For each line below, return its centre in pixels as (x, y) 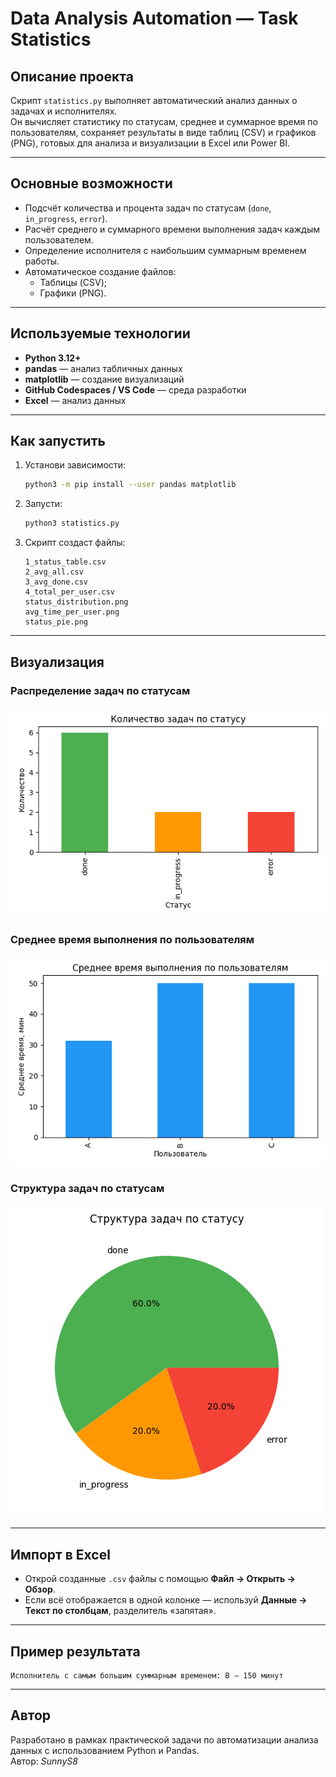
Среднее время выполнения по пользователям (132, 939)
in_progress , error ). (66, 218)
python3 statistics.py (72, 523)
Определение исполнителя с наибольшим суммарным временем (165, 250)
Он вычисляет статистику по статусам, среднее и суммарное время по (164, 121)
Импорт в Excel (60, 1554)
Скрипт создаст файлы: (75, 543)
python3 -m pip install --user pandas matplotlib (130, 485)
